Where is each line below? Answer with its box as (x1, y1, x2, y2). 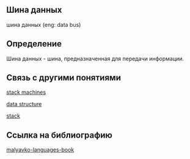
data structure (6, 101, 42, 108)
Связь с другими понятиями (6, 72, 121, 83)
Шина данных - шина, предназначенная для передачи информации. (6, 55, 185, 62)
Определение (6, 39, 62, 49)
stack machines (6, 88, 46, 96)
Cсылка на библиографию (6, 130, 113, 140)
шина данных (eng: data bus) (6, 21, 81, 28)
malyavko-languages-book (6, 146, 75, 154)
